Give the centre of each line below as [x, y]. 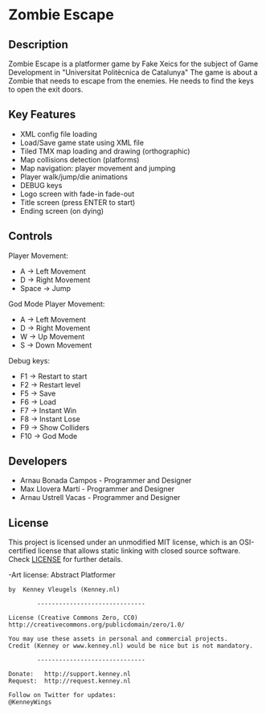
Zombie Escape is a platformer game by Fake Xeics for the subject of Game [133, 64]
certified [22, 551]
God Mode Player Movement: [57, 304]
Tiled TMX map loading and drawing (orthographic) [105, 151]
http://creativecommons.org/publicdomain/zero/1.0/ [96, 625]
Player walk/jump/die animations [74, 176]
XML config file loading [59, 133]
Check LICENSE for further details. [65, 560]
